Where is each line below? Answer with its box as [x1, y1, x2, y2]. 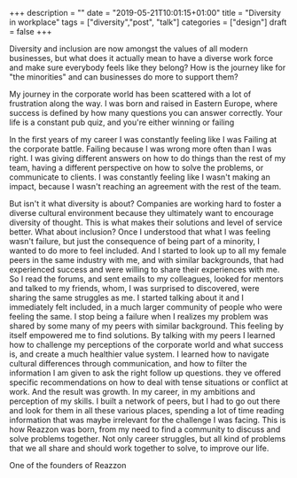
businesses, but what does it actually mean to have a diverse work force [9, 53, 273, 63]
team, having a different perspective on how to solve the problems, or [9, 163, 264, 173]
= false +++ [9, 27, 52, 36]
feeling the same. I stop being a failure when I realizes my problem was [9, 312, 269, 321]
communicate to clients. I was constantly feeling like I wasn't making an [9, 172, 270, 182]
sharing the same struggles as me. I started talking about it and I [9, 292, 244, 303]
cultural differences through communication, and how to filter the [9, 358, 247, 368]
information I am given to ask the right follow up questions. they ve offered [9, 367, 282, 378]
